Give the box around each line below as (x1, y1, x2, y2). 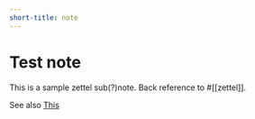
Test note (9, 51, 82, 72)
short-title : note (9, 13, 78, 23)
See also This (9, 99, 60, 110)
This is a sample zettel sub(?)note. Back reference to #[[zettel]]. (9, 82, 246, 93)
